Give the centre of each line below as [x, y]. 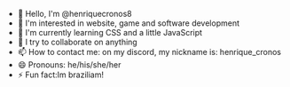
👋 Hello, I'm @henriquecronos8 [74, 14]
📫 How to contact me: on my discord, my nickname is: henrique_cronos [149, 52]
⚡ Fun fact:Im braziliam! [61, 75]
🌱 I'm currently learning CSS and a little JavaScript [110, 32]
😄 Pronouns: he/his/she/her [69, 65]
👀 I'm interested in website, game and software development [128, 23]
